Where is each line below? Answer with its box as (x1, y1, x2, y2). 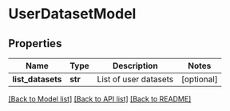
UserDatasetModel (8, 5, 137, 23)
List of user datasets (97, 73, 174, 85)
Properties (8, 37, 62, 50)
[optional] (180, 73, 218, 85)
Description (112, 61, 158, 71)
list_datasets (12, 73, 62, 85)
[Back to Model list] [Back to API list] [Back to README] (8, 94, 192, 104)
